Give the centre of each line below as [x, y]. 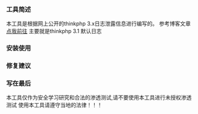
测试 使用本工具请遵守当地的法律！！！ [54, 105]
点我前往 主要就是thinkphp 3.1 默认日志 [54, 31]
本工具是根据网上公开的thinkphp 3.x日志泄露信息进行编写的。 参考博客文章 [98, 24]
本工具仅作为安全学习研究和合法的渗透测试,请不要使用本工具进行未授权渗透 [99, 98]
